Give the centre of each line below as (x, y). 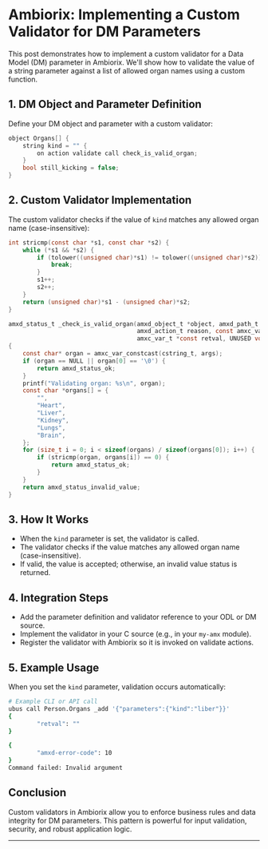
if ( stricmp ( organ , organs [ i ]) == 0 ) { (103, 458)
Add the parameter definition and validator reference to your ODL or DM (138, 617)
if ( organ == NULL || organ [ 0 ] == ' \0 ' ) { (94, 361)
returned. (35, 573)
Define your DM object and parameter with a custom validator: (111, 123)
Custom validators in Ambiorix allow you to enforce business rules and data (132, 811)
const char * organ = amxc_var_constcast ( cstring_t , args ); (123, 354)
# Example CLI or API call (53, 701)
